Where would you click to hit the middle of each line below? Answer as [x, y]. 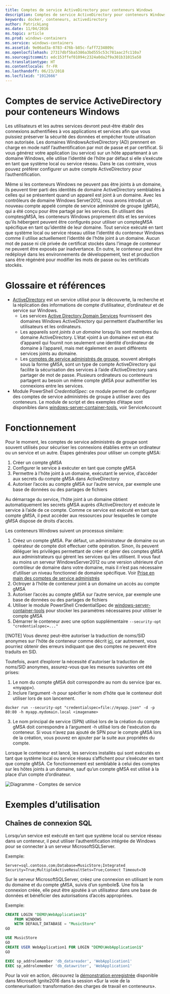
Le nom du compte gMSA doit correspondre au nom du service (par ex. [87, 682]
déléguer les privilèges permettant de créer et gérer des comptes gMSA [88, 551]
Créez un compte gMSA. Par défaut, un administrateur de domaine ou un [89, 540]
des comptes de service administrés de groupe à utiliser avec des [81, 397]
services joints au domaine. [49, 353]
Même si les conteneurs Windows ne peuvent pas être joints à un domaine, [83, 184]
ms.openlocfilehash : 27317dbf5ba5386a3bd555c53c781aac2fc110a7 [73, 52]
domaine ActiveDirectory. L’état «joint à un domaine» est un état [87, 337]
